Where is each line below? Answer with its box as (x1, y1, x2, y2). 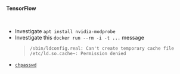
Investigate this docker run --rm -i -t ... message (14, 34, 145, 41)
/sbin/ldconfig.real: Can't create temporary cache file (29, 46, 175, 52)
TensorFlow (6, 5, 36, 12)
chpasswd (14, 62, 37, 68)
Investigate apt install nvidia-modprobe (14, 28, 116, 34)
